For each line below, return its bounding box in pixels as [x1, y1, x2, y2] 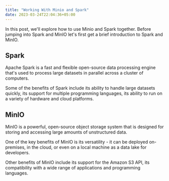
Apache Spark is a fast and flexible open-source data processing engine [5, 65, 156, 71]
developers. [5, 150, 30, 156]
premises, [5, 144, 26, 150]
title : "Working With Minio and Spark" [5, 7, 89, 13]
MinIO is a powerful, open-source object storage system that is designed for [5, 124, 164, 130]
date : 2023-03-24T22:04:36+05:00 [5, 12, 76, 17]
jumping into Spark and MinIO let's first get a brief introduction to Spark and [5, 31, 163, 37]
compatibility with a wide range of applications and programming [5, 165, 141, 171]
